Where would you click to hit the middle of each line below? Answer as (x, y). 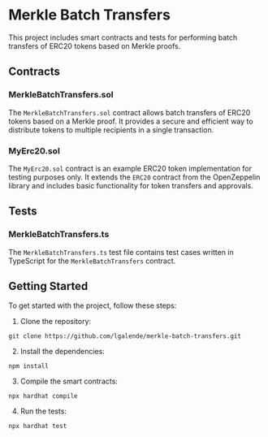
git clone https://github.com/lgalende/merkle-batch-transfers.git (125, 336)
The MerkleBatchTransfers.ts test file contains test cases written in (121, 252)
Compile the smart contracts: (69, 381)
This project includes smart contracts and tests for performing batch (123, 37)
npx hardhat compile (43, 396)
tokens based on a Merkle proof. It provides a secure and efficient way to (131, 121)
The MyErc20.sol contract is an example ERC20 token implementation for (130, 168)
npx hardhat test (38, 426)
